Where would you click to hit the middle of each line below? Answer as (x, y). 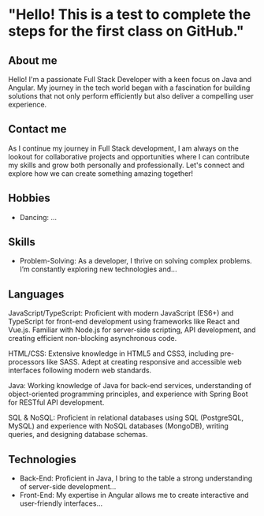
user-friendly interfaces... (61, 503)
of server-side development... (68, 487)
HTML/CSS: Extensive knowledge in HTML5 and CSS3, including (113, 353)
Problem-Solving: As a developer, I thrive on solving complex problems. (136, 261)
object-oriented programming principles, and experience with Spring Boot (128, 394)
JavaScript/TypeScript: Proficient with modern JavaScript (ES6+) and (121, 313)
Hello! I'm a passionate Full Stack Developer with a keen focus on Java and (130, 79)
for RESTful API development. (56, 402)
